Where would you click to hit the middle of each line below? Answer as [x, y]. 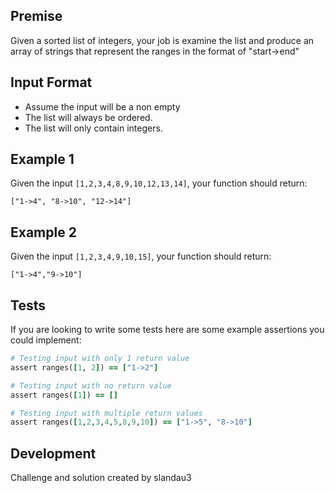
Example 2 [43, 232]
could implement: [46, 340]
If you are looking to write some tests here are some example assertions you [167, 330]
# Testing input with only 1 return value [100, 359]
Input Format [51, 82]
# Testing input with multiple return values [106, 413]
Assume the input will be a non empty [102, 106]
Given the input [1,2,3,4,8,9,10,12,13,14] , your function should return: [159, 183]
